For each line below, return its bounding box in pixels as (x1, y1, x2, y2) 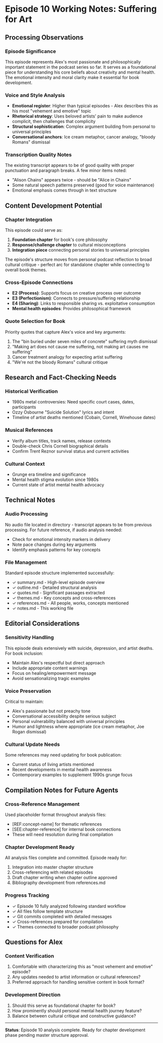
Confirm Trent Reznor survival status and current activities (12, 448, 130, 454)
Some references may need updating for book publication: (5, 752, 122, 758)
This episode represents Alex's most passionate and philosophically (5, 59, 141, 64)
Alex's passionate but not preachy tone (12, 708, 91, 714)
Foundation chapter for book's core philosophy (12, 237, 108, 242)
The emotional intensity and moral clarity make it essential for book (5, 74, 139, 80)
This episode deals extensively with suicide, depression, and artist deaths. (5, 645, 154, 651)
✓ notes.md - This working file (12, 605, 74, 611)
